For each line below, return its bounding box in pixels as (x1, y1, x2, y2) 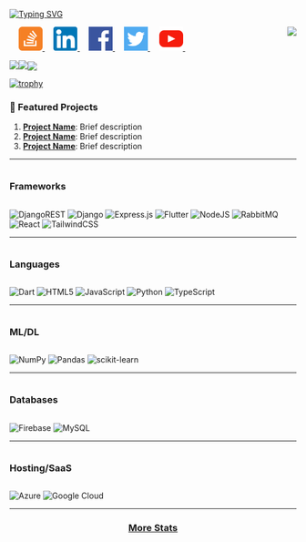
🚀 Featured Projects (9, 101, 98, 114)
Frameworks (9, 180, 66, 193)
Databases (9, 394, 58, 406)
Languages (9, 258, 61, 271)
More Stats (127, 521, 178, 534)
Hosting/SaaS (9, 461, 73, 474)
